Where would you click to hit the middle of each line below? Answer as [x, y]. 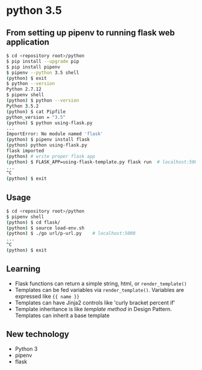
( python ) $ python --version [43, 100]
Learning [23, 269]
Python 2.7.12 [24, 89]
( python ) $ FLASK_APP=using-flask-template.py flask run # [83, 162]
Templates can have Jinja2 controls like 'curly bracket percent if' [95, 302]
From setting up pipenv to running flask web [91, 33]
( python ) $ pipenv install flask [48, 140]
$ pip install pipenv [33, 67]
